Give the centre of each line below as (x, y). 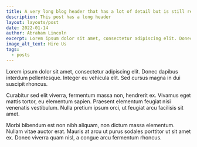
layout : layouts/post (33, 22)
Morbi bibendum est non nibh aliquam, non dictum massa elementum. (90, 125)
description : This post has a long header (59, 17)
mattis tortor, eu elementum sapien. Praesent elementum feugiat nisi (89, 101)
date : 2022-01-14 (27, 28)
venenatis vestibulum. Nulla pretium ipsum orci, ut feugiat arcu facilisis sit (95, 107)
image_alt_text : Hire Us (36, 44)
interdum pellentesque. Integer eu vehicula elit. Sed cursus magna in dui (93, 78)
